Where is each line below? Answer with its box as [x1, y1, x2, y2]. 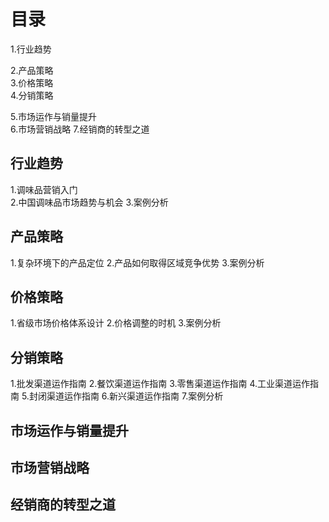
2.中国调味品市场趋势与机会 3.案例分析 [10, 196, 169, 208]
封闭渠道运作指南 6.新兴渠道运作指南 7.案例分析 [28, 390, 224, 402]
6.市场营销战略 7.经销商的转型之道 [10, 123, 150, 135]
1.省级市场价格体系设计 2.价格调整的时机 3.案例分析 [10, 317, 222, 329]
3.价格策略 [10, 76, 54, 89]
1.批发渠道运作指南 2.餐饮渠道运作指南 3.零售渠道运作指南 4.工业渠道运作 [10, 378, 311, 390]
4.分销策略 [10, 89, 54, 101]
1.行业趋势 [10, 43, 52, 55]
